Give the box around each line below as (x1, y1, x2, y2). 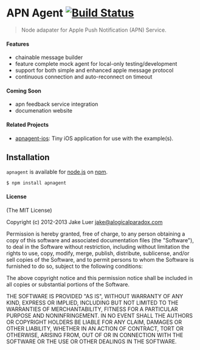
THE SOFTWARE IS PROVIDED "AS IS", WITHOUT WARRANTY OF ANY (6, 292, 184, 299)
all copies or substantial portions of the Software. (6, 281, 129, 288)
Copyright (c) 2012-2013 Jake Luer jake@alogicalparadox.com (6, 218, 163, 225)
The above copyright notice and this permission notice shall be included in (6, 274, 193, 281)
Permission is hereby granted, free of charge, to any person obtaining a (6, 230, 185, 237)
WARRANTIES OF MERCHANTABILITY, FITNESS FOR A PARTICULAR (6, 305, 178, 313)
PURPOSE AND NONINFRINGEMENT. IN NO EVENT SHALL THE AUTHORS (6, 312, 193, 319)
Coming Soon (6, 87, 41, 94)
